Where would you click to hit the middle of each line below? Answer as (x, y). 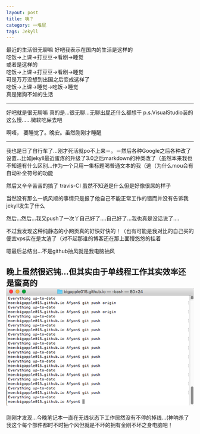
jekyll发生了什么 (26, 206)
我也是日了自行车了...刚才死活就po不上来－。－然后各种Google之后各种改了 (99, 151)
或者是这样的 (22, 65)
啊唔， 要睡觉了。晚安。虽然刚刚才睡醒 (54, 133)
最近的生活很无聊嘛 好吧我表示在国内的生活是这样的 (69, 50)
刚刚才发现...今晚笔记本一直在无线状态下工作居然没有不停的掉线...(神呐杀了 (98, 417)
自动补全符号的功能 (30, 173)
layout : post (22, 12)
